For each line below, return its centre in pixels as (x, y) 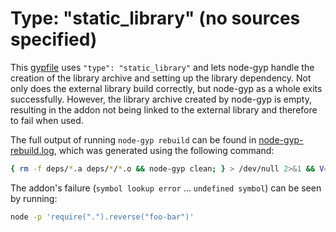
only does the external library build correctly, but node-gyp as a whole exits (166, 88)
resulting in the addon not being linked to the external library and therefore (164, 109)
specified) (54, 39)
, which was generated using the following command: (164, 150)
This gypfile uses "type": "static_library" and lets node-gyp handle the (162, 67)
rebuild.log (32, 150)
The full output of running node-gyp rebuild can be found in (133, 139)
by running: (34, 198)
